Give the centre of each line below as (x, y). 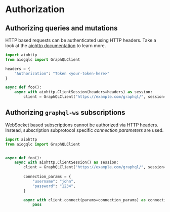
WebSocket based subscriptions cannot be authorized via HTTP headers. (82, 125)
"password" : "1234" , (54, 186)
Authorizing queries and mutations (61, 28)
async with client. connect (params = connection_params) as (84, 200)
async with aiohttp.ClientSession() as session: (67, 163)
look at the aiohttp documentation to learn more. (56, 46)
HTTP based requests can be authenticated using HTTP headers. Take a (81, 40)
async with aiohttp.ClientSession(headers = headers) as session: (83, 92)
